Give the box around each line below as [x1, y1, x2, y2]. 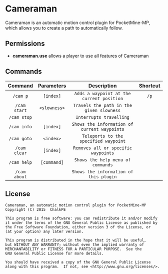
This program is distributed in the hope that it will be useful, [5, 238, 146, 243]
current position [81, 96, 123, 101]
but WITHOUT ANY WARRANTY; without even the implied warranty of [5, 242, 144, 247]
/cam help [8, 159, 32, 165]
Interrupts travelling [75, 114, 130, 120]
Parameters [37, 82, 66, 89]
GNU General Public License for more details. [5, 251, 104, 256]
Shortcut [138, 82, 160, 89]
